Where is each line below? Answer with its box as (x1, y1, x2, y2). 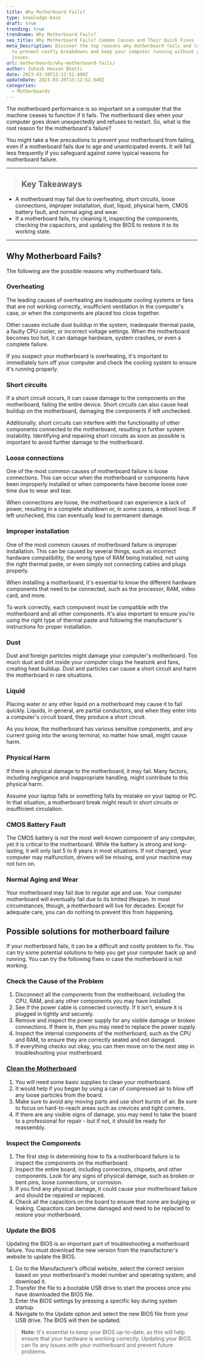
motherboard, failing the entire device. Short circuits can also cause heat (6, 401, 189, 409)
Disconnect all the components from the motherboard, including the (15, 991, 185, 998)
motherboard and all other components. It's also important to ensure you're (6, 610, 195, 617)
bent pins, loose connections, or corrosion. (15, 1178, 123, 1186)
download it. (15, 1278, 47, 1285)
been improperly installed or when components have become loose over (6, 480, 188, 488)
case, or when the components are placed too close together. (6, 309, 161, 316)
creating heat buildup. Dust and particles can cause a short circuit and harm (6, 665, 197, 672)
